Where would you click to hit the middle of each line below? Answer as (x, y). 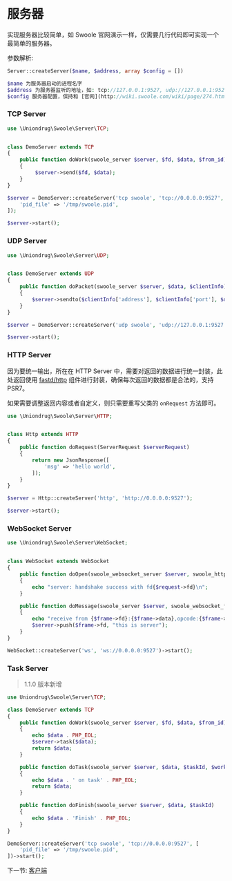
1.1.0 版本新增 (43, 684)
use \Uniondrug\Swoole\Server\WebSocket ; (68, 543)
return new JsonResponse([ (71, 460)
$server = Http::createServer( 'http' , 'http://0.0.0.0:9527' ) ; (100, 498)
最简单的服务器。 (31, 43)
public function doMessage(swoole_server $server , (94, 606)
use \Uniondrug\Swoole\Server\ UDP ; (58, 255)
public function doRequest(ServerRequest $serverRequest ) (105, 447)
